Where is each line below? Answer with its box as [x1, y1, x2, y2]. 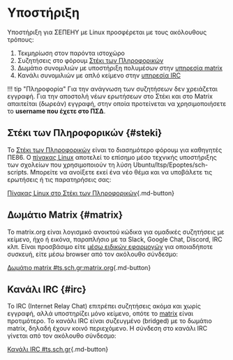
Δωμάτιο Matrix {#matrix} [7, 209, 123, 221]
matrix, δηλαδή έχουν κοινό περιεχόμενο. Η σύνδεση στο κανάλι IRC [7, 324, 208, 333]
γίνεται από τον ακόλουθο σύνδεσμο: [7, 331, 116, 340]
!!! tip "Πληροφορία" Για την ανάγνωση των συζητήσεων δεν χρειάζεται [7, 84, 218, 93]
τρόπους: [7, 35, 34, 43]
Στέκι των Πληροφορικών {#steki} [7, 127, 163, 139]
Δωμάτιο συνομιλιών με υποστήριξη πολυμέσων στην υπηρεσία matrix [17, 63, 223, 72]
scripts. [7, 167, 29, 176]
